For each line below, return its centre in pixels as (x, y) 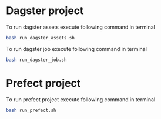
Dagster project (45, 11)
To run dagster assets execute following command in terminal (81, 27)
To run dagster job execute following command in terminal (76, 49)
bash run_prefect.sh (31, 110)
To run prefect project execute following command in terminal (81, 99)
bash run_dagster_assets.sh (41, 38)
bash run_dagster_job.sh (36, 60)
